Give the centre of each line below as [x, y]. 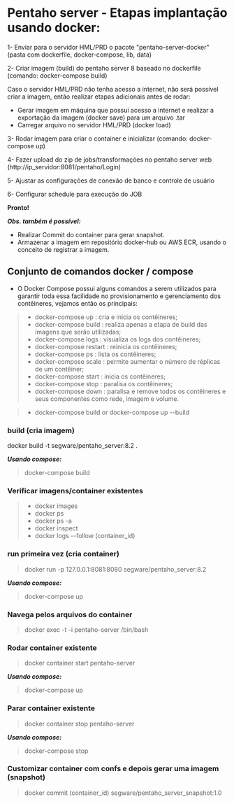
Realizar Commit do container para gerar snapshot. [91, 234]
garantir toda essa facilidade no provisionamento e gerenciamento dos [119, 296]
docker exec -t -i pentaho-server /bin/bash [86, 629]
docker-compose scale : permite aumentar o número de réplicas [127, 361]
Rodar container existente [52, 647]
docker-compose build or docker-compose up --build [112, 412]
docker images [56, 506]
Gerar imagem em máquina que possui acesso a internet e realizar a [116, 110]
